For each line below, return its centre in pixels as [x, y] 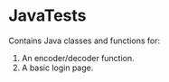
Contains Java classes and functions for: [84, 41]
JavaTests [47, 16]
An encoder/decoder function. [78, 58]
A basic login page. [57, 68]
